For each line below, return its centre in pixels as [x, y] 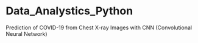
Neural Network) [27, 33]
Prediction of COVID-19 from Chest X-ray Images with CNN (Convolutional [99, 27]
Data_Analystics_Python [69, 11]
